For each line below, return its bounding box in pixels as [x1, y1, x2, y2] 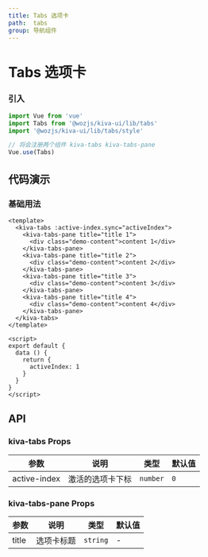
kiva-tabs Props [8, 436, 71, 447]
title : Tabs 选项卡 [8, 11, 69, 20]
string [83, 536, 109, 544]
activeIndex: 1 [29, 362, 80, 370]
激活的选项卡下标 [67, 474, 133, 485]
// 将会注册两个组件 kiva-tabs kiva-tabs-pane [8, 141, 156, 149]
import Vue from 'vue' [8, 112, 83, 120]
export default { [8, 342, 66, 350]
